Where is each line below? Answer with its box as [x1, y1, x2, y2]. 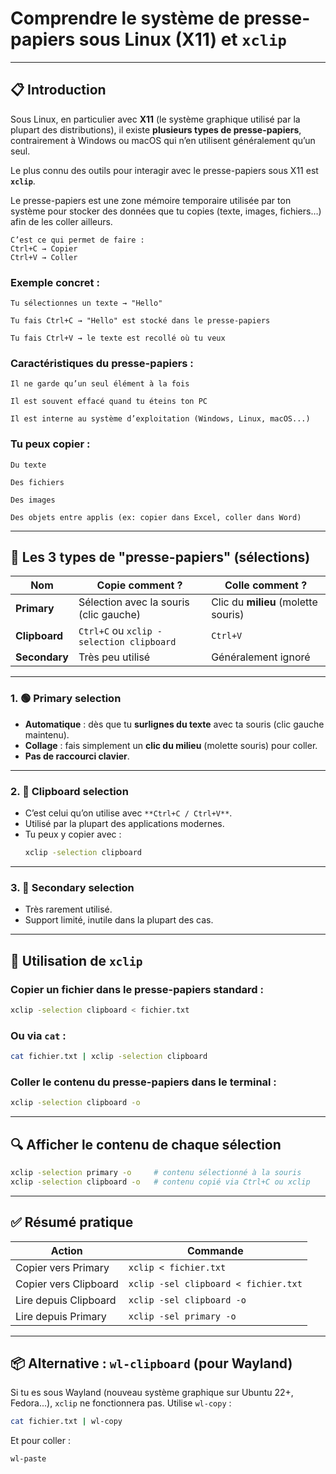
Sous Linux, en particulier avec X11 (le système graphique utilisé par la [10, 113, 301, 125]
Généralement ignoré [211, 650, 311, 664]
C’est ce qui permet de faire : [10, 235, 145, 245]
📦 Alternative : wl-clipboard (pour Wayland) [10, 1355, 293, 1372]
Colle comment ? [224, 578, 308, 592]
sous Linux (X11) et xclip [78, 28, 287, 51]
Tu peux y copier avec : [24, 828, 122, 841]
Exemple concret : [10, 275, 100, 289]
